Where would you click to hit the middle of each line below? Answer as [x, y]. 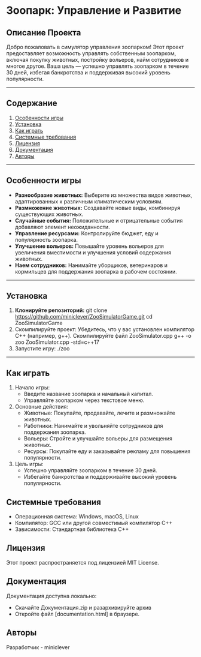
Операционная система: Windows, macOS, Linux [77, 517]
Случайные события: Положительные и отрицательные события [99, 220]
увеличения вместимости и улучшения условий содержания [93, 252]
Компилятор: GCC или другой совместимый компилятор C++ [94, 523]
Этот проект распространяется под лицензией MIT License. [83, 562]
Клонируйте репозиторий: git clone [61, 310]
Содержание [32, 103]
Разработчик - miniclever [38, 647]
